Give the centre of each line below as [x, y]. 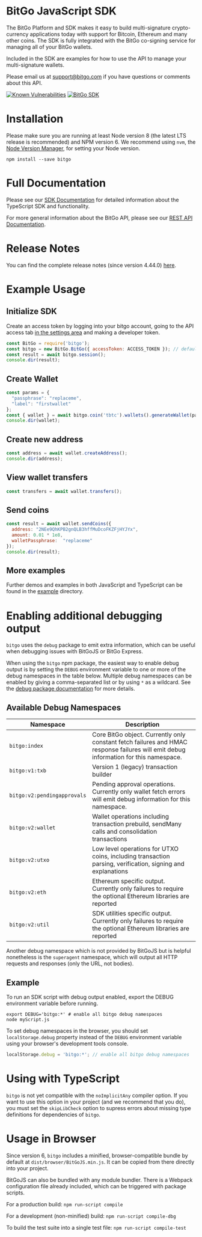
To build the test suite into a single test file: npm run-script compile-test [96, 1227]
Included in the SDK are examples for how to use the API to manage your [96, 58]
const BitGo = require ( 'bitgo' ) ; [48, 343]
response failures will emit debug [139, 750]
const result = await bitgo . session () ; [56, 355]
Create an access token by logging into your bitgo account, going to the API [100, 326]
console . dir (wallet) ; [33, 421]
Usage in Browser [51, 1139]
